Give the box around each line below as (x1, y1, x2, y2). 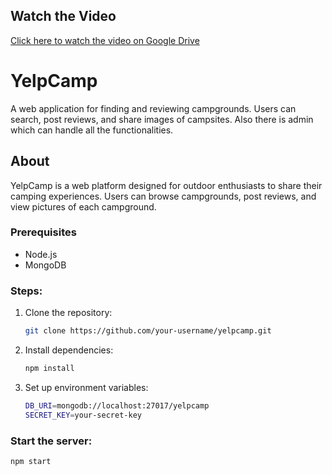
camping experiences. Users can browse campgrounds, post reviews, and (10, 190, 317, 202)
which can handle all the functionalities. (10, 124, 174, 136)
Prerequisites (10, 225, 77, 239)
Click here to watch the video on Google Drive (10, 34, 200, 46)
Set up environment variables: (24, 381, 149, 393)
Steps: (10, 284, 43, 298)
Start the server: (10, 434, 93, 448)
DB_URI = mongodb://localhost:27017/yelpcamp (24, 400, 210, 411)
